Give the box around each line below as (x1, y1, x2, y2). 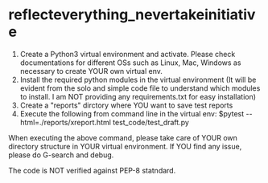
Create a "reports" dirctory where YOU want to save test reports (19, 100, 233, 110)
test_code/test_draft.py (112, 117, 189, 127)
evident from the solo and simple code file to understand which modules (19, 83, 261, 93)
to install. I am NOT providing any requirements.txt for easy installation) (19, 91, 256, 101)
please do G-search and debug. (8, 150, 114, 160)
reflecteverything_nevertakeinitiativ (8, 6, 256, 24)
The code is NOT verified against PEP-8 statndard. (8, 165, 176, 175)
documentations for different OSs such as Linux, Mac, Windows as (19, 58, 241, 67)
